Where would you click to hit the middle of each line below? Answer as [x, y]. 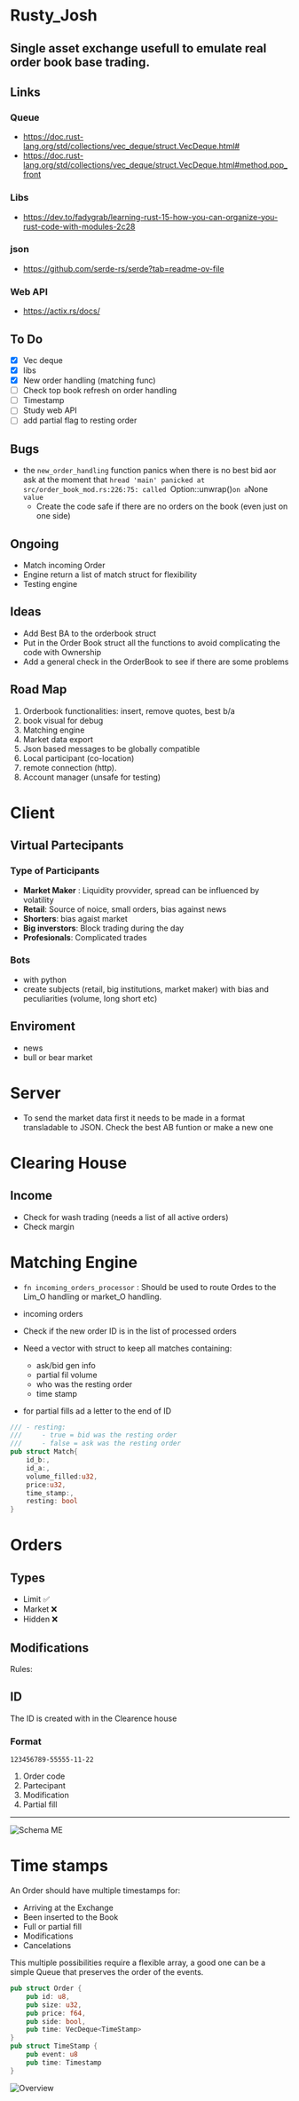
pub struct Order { [46, 1988]
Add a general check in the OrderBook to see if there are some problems [156, 662]
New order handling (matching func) [89, 381]
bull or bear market [58, 1057]
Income [31, 1196]
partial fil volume [67, 1375]
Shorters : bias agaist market [75, 918]
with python [45, 979]
